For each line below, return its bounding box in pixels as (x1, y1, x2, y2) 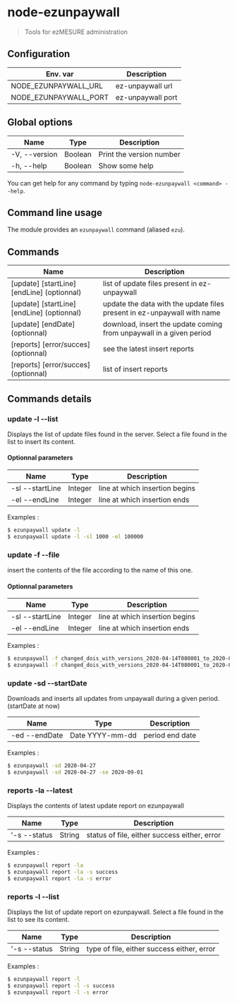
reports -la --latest (7, 786, 73, 795)
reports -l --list (7, 891, 60, 901)
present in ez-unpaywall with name (102, 308, 221, 318)
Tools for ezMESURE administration (24, 28, 128, 36)
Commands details (7, 392, 92, 404)
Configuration (7, 48, 71, 60)
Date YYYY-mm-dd (70, 731, 138, 740)
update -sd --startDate (7, 678, 87, 688)
